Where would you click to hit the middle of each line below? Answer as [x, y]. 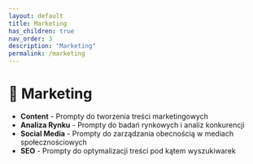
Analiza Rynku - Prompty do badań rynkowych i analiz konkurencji [133, 125]
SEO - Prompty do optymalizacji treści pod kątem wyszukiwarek [128, 150]
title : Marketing [38, 24]
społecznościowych [54, 142]
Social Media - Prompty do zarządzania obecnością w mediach [127, 133]
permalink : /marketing [47, 54]
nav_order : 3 [31, 39]
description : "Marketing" [52, 46]
